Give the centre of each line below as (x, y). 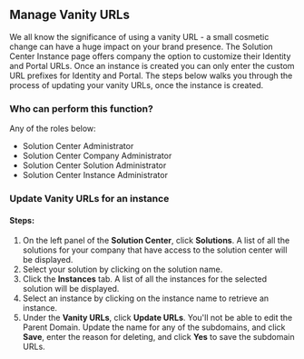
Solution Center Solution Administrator (94, 165)
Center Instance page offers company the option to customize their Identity (150, 56)
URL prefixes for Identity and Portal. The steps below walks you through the (151, 75)
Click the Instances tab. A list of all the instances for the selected (145, 279)
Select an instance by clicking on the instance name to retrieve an (146, 298)
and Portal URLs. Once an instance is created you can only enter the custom (152, 65)
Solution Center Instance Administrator (95, 175)
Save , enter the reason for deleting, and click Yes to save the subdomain (158, 337)
